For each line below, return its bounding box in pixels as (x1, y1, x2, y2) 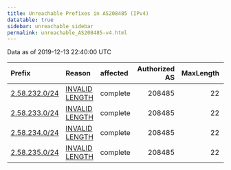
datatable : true (7, 16, 54, 23)
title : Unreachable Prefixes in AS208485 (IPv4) (7, 10, 149, 17)
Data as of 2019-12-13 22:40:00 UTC (7, 48, 112, 56)
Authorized (137, 64, 175, 74)
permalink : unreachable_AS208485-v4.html (7, 29, 128, 36)
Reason (65, 69, 91, 78)
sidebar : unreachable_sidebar (7, 23, 94, 29)
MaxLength (181, 69, 220, 78)
